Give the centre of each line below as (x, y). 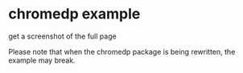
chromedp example (74, 14)
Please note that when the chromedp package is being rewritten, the (122, 51)
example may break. (42, 60)
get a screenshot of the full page (62, 36)
